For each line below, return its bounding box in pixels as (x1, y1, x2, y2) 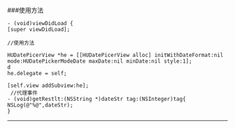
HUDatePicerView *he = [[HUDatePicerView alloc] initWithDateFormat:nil (7, 51, 224, 58)
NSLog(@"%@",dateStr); (7, 102, 73, 109)
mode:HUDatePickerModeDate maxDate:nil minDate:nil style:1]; (7, 58, 192, 65)
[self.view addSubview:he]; (7, 82, 90, 89)
